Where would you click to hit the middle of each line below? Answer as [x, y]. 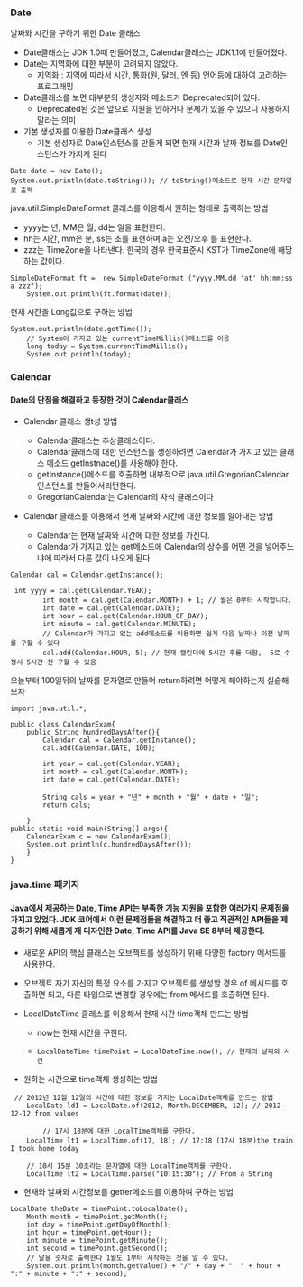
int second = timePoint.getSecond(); [97, 1248]
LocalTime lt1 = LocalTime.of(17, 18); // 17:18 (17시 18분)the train [160, 1140]
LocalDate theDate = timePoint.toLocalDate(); [99, 1208]
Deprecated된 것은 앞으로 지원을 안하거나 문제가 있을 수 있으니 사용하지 [163, 109]
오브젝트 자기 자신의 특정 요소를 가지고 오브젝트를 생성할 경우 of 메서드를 [151, 983]
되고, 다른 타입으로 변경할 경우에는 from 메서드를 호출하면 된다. [158, 994]
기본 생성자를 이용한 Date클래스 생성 [87, 132]
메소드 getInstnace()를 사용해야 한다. [112, 463]
